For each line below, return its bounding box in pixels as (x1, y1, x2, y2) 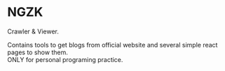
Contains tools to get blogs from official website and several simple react (7, 40, 218, 49)
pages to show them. (7, 48, 68, 56)
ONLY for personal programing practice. (7, 55, 123, 63)
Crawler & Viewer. (7, 27, 60, 35)
